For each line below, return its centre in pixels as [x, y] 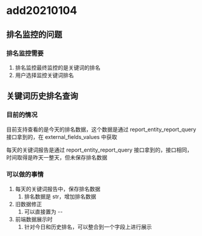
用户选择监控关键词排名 [44, 75]
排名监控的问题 [34, 34]
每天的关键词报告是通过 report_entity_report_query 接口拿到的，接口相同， [99, 150]
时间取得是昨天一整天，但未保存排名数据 [57, 157]
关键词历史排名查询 [42, 96]
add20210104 [42, 11]
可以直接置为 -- [43, 211]
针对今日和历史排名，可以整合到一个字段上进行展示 [88, 227]
